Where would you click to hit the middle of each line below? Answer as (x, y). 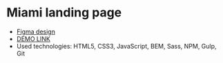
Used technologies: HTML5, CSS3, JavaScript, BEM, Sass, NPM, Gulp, (116, 46)
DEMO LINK (33, 38)
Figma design (36, 32)
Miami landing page (64, 13)
